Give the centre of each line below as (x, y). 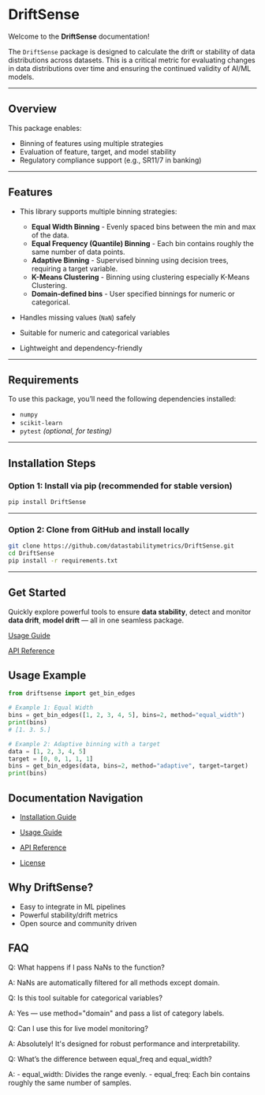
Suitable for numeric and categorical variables (95, 332)
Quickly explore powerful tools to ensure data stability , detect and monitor (130, 611)
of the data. (50, 235)
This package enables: (45, 128)
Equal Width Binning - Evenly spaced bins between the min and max (144, 226)
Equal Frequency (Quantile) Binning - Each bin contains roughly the (142, 243)
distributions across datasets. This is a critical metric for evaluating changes (132, 60)
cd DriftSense (32, 554)
